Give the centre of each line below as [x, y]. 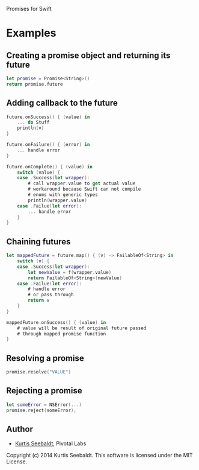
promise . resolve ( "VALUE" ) [38, 372]
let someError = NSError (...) [44, 405]
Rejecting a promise [44, 391]
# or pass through [51, 295]
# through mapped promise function [62, 334]
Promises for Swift [29, 9]
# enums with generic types [63, 195]
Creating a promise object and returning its [88, 55]
